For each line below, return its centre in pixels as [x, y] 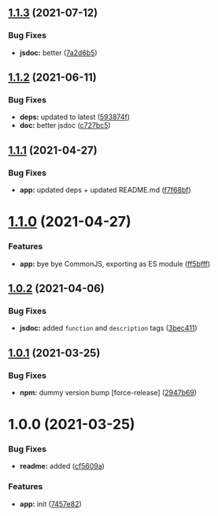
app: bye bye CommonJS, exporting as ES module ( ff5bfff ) [115, 264]
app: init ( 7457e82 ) [51, 503]
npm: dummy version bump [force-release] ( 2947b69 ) [108, 392]
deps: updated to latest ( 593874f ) [75, 117]
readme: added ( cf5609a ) [62, 466]
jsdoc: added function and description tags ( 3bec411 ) [109, 328]
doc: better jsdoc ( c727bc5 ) [65, 125]
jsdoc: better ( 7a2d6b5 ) [58, 52]
